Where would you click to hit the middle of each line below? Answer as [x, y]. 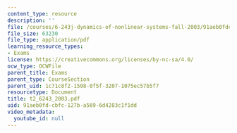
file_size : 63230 [33, 33]
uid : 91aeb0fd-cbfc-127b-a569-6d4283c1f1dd [72, 106]
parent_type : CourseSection [49, 79]
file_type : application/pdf [49, 40]
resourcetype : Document [42, 92]
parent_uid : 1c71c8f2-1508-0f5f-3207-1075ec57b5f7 [83, 86]
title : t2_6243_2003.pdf [44, 99]
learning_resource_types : [45, 46]
